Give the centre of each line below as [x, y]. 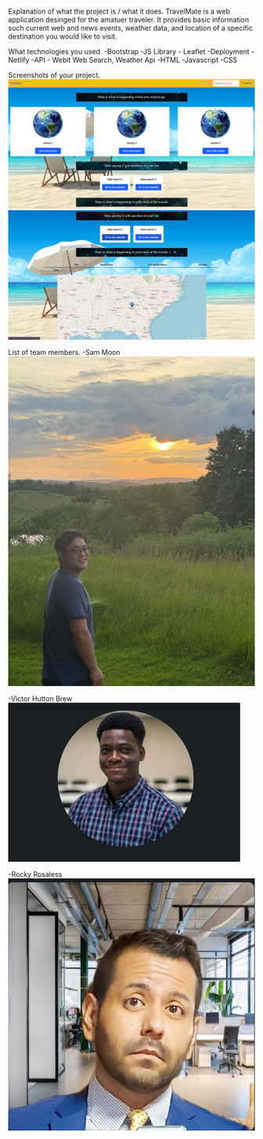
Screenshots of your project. [54, 75]
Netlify [19, 60]
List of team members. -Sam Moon [64, 352]
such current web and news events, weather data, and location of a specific [130, 28]
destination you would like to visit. [63, 36]
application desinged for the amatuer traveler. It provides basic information [129, 20]
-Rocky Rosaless [35, 874]
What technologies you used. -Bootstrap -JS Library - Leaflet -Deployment [129, 51]
